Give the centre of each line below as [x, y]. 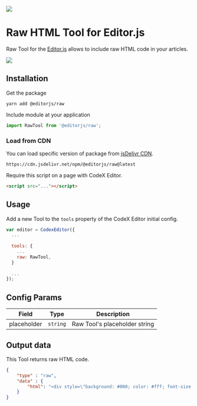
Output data [29, 345]
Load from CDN [29, 141]
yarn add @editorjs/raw [35, 103]
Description [113, 314]
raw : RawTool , [34, 257]
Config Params [34, 298]
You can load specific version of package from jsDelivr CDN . [80, 153]
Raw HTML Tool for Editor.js [75, 33]
